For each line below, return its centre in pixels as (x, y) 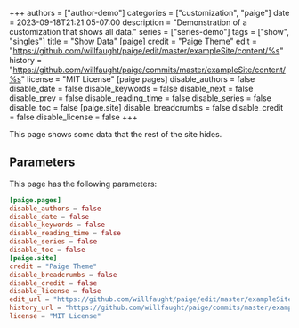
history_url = (36, 308)
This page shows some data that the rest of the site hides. (116, 134)
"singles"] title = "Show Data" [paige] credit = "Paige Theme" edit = (133, 41)
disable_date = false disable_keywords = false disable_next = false (131, 89)
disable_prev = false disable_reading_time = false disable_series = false (140, 98)
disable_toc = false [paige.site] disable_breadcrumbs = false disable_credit (146, 107)
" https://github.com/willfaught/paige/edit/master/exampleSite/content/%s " (146, 51)
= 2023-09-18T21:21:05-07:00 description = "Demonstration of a (128, 22)
